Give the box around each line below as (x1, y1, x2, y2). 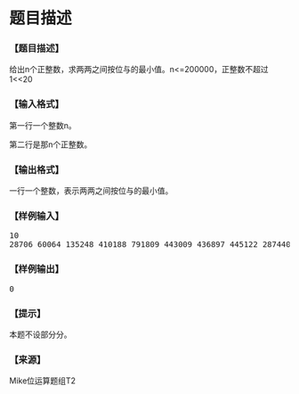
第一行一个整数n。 (9, 119, 77, 130)
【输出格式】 (9, 163, 65, 176)
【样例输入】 (9, 210, 65, 222)
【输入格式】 (9, 98, 65, 111)
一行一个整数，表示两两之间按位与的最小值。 (9, 185, 174, 196)
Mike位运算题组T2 (9, 375, 77, 386)
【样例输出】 (9, 263, 65, 275)
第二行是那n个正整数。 (9, 139, 93, 150)
